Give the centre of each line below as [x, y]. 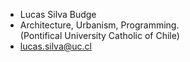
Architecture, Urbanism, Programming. [99, 25]
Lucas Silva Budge [58, 14]
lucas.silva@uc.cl [56, 46]
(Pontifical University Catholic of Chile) [99, 35]
